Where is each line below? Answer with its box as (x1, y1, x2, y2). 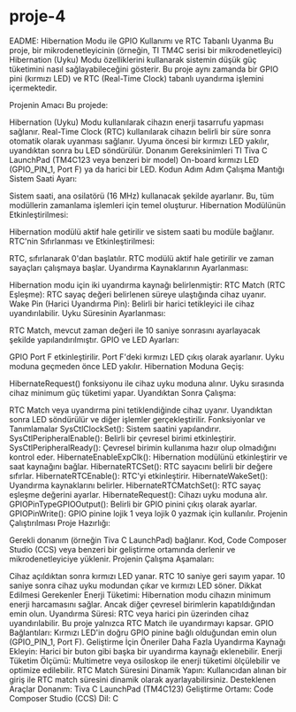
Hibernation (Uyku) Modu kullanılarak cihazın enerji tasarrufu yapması (9, 117, 264, 128)
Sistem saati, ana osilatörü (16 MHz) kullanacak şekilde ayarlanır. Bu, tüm (9, 190, 275, 201)
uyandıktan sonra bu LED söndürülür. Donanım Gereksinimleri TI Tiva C (9, 144, 268, 156)
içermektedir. (9, 82, 57, 93)
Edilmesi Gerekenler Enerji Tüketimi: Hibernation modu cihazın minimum (9, 589, 271, 600)
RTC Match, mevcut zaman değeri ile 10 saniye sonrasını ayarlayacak (9, 325, 261, 336)
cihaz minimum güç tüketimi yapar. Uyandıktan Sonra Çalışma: (9, 387, 237, 398)
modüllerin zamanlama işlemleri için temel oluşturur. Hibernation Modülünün (9, 199, 286, 210)
